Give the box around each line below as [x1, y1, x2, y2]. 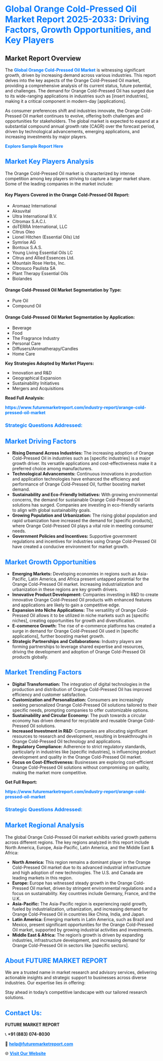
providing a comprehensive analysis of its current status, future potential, [5, 83, 152, 89]
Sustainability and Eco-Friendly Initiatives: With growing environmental [12, 492, 158, 498]
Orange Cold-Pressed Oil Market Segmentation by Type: [5, 287, 122, 293]
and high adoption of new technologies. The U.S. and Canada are [12, 870, 144, 876]
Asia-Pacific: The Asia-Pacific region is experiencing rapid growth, [12, 900, 147, 906]
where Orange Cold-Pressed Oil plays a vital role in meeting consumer [12, 523, 154, 529]
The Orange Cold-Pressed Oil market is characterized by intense [5, 170, 135, 176]
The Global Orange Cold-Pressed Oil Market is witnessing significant [5, 67, 145, 73]
